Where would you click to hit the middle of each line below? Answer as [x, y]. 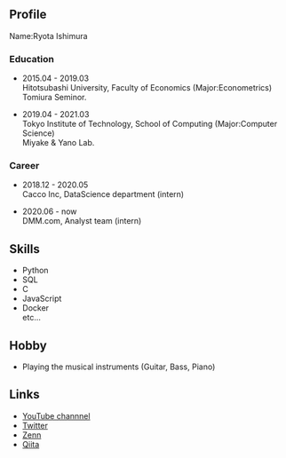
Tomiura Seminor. [54, 98]
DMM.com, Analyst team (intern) [82, 221]
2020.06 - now [49, 211]
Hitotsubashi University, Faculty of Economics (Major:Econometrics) [147, 88]
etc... [32, 318]
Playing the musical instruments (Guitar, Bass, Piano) [119, 367]
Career [24, 166]
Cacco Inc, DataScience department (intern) [103, 194]
